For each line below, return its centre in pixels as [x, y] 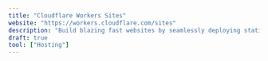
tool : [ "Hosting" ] [39, 45]
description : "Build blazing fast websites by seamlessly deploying [124, 30]
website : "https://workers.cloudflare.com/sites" [93, 23]
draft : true [28, 38]
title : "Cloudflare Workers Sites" [67, 15]
